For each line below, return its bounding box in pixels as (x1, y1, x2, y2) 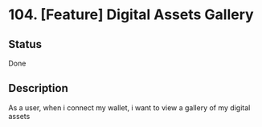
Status (8, 38, 43, 51)
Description (8, 81, 68, 95)
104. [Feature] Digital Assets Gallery (8, 6, 255, 24)
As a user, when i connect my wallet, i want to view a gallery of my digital (8, 102, 251, 113)
